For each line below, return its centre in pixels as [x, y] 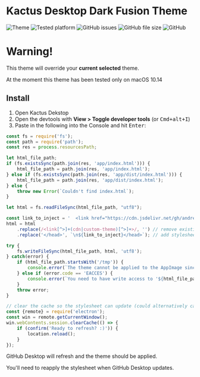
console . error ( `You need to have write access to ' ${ [96, 279]
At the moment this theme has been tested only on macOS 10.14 [84, 79]
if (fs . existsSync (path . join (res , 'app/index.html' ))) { [78, 164]
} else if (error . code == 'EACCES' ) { [65, 273]
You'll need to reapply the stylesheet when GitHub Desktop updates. [90, 368]
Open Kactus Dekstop [42, 113]
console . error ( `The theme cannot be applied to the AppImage [105, 268]
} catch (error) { [28, 257]
